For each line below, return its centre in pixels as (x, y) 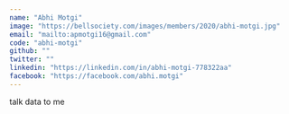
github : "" (30, 51)
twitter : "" (32, 59)
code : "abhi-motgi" (46, 43)
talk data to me (37, 101)
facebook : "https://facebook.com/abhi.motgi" (96, 76)
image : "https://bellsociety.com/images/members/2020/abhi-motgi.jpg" (145, 26)
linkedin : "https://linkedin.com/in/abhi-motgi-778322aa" (121, 68)
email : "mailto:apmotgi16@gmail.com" (80, 34)
